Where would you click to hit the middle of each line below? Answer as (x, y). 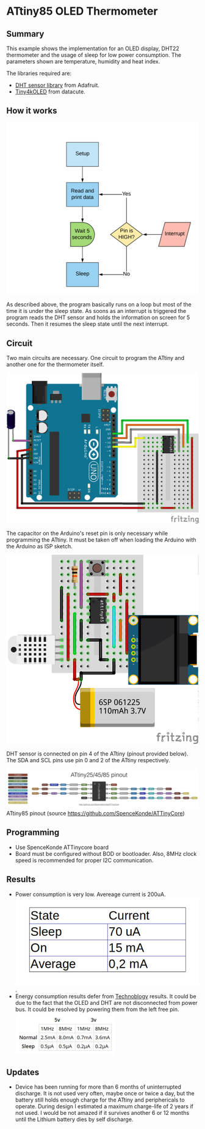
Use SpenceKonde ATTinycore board (62, 847)
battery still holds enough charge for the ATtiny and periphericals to (100, 1100)
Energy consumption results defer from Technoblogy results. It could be (106, 996)
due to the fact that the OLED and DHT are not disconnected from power (106, 1003)
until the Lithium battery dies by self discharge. (74, 1119)
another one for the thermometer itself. (55, 364)
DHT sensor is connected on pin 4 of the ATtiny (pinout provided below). (98, 754)
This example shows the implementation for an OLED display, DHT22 (93, 48)
